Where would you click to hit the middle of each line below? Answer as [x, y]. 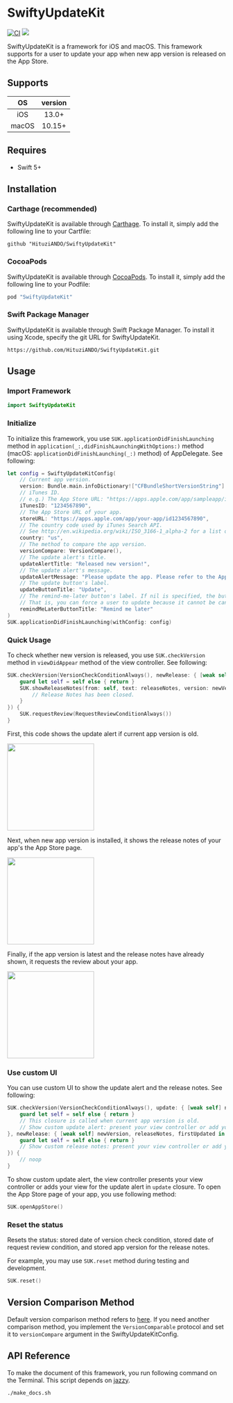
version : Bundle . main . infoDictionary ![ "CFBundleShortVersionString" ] [122, 486]
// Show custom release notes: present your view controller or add [121, 1147]
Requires [27, 151]
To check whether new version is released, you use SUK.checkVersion [106, 655]
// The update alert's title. [63, 557]
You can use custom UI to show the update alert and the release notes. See [115, 1088]
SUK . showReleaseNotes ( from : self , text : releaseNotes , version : [114, 688]
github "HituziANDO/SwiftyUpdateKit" [62, 244]
